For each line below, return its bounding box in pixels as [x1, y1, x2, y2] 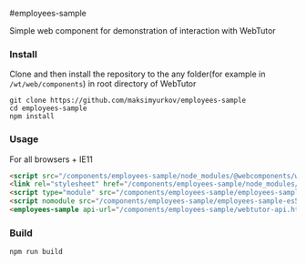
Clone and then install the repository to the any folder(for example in [9, 68, 266, 80]
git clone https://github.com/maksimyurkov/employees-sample [9, 96, 247, 106]
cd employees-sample [9, 104, 88, 113]
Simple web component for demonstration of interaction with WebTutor [9, 25, 276, 36]
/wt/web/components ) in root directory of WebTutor [9, 78, 197, 89]
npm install [9, 112, 55, 121]
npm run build [9, 248, 64, 257]
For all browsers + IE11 [9, 154, 94, 165]
